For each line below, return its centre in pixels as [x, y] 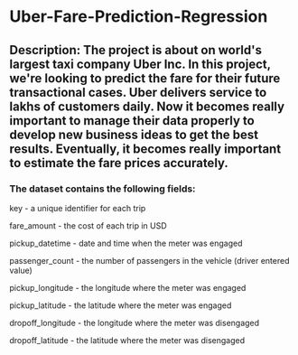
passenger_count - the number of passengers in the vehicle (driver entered [149, 260]
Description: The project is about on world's [135, 50]
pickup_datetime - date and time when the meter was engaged [126, 243]
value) [21, 270]
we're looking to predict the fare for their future [145, 78]
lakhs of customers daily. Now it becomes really [147, 106]
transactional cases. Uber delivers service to [138, 92]
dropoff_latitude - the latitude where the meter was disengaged [127, 340]
